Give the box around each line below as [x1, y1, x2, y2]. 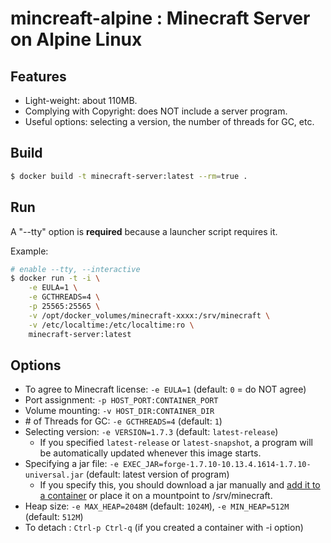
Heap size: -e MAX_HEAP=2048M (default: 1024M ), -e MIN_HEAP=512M [24, 500, 290, 512]
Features [10, 68, 67, 85]
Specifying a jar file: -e [24, 458, 119, 470]
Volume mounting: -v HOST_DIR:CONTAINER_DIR [24, 405, 215, 417]
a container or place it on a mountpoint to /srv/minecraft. [39, 490, 273, 502]
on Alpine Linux [10, 28, 143, 51]
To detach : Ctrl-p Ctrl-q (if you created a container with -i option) [24, 522, 304, 534]
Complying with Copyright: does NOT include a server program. [24, 105, 288, 117]
